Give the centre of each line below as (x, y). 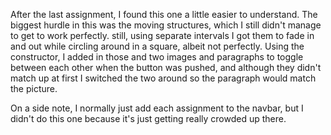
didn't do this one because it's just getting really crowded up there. (148, 118)
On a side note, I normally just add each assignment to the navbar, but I (157, 108)
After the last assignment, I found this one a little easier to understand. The (164, 14)
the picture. (34, 88)
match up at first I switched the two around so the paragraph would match (163, 78)
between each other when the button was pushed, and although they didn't (166, 67)
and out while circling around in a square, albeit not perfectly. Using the (157, 46)
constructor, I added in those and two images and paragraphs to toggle (157, 57)
